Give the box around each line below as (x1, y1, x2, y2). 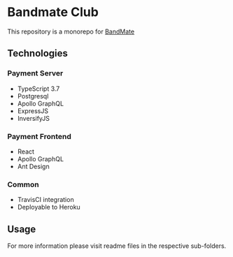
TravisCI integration (17, 196, 75, 204)
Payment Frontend (7, 131, 72, 141)
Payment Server (7, 68, 64, 78)
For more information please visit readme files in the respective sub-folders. (7, 242, 227, 250)
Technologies (7, 47, 69, 59)
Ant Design (17, 162, 50, 170)
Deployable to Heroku (17, 203, 80, 212)
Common (7, 179, 40, 189)
